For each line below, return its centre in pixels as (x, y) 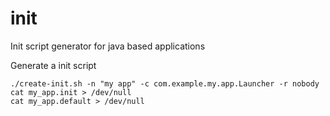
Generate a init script (53, 65)
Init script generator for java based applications (108, 46)
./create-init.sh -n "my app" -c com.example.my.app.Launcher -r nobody (165, 83)
